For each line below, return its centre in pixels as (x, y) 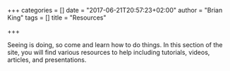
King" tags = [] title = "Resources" (57, 18)
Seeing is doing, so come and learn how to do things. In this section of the (115, 45)
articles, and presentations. (47, 60)
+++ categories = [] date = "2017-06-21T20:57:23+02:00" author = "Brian (115, 10)
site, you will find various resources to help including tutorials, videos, (109, 52)
